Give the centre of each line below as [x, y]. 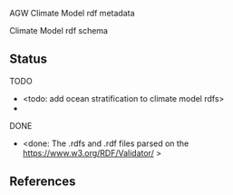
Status [29, 59]
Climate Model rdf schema [59, 30]
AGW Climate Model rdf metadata [72, 13]
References [43, 182]
